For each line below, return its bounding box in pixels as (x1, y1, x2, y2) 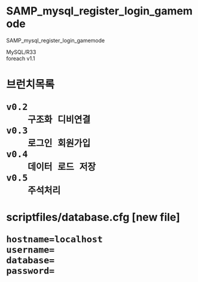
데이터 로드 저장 (28, 161, 96, 173)
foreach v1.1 (6, 55, 35, 62)
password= (6, 265, 55, 277)
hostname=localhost (6, 234, 103, 245)
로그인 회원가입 (28, 138, 91, 149)
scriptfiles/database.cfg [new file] (6, 211, 181, 224)
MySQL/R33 (6, 48, 36, 55)
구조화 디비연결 (28, 114, 91, 125)
